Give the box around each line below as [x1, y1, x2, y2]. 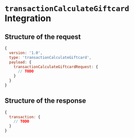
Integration [4, 13, 52, 24]
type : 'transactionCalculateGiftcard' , [9, 55, 92, 60]
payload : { [9, 59, 32, 65]
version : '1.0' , [9, 50, 43, 55]
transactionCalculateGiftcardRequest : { [13, 64, 98, 69]
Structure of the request [4, 32, 81, 41]
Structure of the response [4, 97, 86, 105]
